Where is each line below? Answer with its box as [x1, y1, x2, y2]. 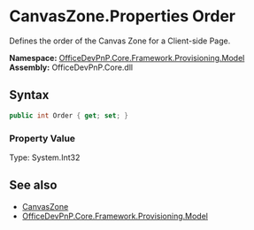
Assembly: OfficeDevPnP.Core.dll [9, 62, 134, 73]
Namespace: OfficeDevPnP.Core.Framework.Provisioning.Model [9, 52, 245, 63]
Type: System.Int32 [9, 152, 81, 163]
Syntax [9, 88, 50, 103]
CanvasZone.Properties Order [9, 6, 236, 27]
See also [9, 178, 58, 193]
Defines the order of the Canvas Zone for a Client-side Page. [9, 35, 231, 46]
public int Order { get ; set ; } [9, 111, 128, 120]
